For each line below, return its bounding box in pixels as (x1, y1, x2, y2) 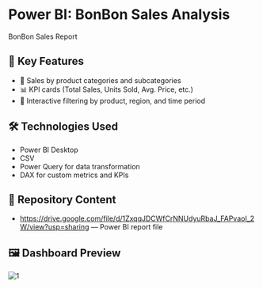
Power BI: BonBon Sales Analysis (8, 6, 231, 24)
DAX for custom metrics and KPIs (19, 170, 129, 180)
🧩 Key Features (8, 55, 85, 68)
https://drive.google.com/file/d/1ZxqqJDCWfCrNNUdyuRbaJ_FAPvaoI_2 (19, 214, 255, 223)
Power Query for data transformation (19, 161, 140, 171)
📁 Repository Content (8, 192, 116, 207)
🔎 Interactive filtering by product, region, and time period (19, 96, 206, 105)
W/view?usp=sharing (19, 222, 90, 232)
